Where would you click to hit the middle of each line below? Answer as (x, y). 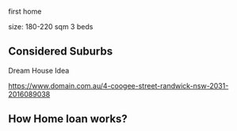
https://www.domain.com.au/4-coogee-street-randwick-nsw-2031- (118, 85)
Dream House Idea (39, 70)
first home (25, 11)
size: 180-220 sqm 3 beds (51, 26)
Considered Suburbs (61, 52)
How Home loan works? (68, 119)
